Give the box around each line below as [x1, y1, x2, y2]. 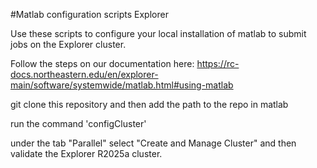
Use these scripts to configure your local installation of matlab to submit [10, 28, 307, 39]
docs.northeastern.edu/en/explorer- [10, 69, 159, 80]
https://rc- [196, 58, 240, 69]
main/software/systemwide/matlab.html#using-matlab [10, 79, 234, 91]
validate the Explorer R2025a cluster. [10, 148, 163, 159]
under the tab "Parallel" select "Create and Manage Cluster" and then [10, 137, 297, 149]
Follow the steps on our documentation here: [10, 58, 195, 69]
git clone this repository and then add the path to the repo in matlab [10, 99, 289, 110]
